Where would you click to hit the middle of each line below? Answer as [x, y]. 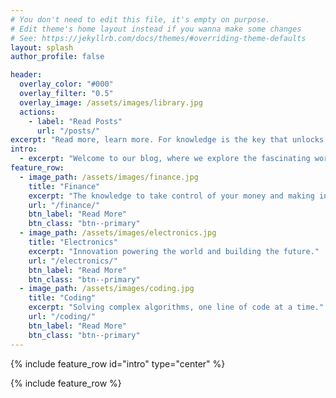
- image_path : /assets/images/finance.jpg [109, 177]
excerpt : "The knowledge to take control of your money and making [171, 196]
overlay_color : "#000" [66, 84]
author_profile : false [57, 57]
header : [26, 75]
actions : [37, 112]
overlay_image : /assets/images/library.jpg [111, 102]
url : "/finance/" [64, 205]
